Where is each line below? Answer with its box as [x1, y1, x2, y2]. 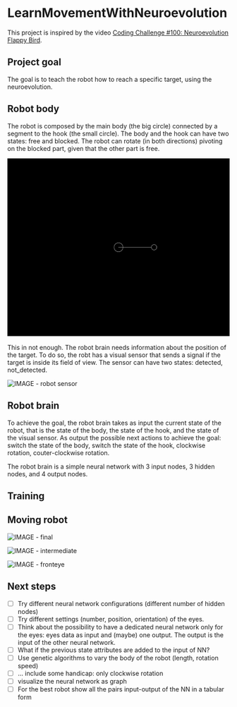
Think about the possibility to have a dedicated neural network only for [17, 622, 224, 631]
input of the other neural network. [17, 638, 116, 646]
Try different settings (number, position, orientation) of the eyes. [17, 615, 205, 623]
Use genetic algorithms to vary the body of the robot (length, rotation [17, 653, 219, 662]
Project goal [7, 56, 61, 68]
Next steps [7, 581, 56, 593]
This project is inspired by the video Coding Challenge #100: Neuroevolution [7, 28, 229, 37]
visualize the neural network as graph [17, 677, 127, 685]
